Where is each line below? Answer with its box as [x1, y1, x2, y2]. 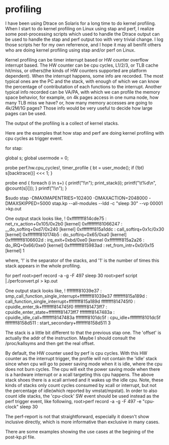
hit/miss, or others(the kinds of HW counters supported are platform [5, 67, 147, 74]
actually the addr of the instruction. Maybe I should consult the [5, 335, 136, 341]
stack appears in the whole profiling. [5, 262, 81, 268]
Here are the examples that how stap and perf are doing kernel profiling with [5, 130, 164, 136]
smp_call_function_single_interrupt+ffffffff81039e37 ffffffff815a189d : [5, 293, 148, 299]
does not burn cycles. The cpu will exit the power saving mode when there [5, 366, 160, 372]
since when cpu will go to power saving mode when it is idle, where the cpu [5, 361, 163, 367]
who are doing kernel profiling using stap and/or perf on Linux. [5, 47, 136, 53]
